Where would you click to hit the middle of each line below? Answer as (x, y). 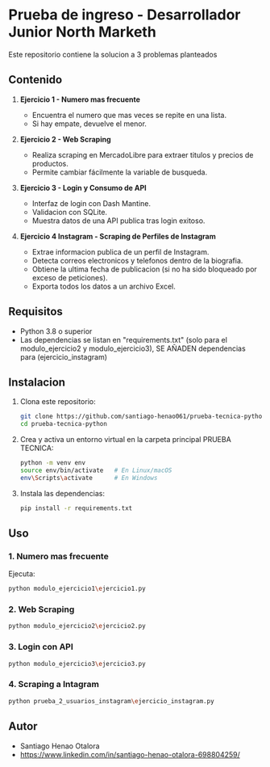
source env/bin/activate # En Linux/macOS (96, 470)
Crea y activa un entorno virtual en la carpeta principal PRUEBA (125, 440)
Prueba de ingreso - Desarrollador (125, 15)
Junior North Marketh (83, 32)
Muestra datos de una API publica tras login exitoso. (118, 221)
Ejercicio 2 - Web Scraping (65, 139)
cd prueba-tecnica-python (63, 424)
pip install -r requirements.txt (76, 508)
